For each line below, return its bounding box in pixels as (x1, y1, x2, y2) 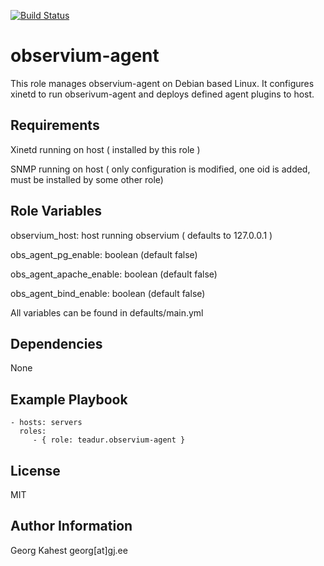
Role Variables (10, 203, 102, 220)
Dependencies (10, 335, 103, 352)
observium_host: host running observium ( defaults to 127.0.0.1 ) (10, 229, 273, 241)
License (10, 462, 61, 479)
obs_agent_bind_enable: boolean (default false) (10, 287, 206, 299)
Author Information (10, 518, 133, 535)
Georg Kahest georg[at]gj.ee (10, 544, 128, 556)
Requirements (10, 117, 100, 134)
